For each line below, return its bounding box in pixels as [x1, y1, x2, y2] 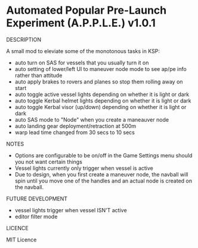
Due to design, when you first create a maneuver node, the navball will [14, 170, 188, 178]
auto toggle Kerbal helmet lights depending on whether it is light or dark [14, 97, 192, 104]
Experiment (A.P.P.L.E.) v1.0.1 [6, 16, 156, 30]
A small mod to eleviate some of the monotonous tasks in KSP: [6, 47, 160, 54]
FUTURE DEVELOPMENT [6, 195, 67, 202]
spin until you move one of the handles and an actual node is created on [14, 177, 193, 184]
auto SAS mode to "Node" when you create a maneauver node [14, 116, 169, 123]
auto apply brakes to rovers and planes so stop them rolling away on [14, 78, 183, 85]
